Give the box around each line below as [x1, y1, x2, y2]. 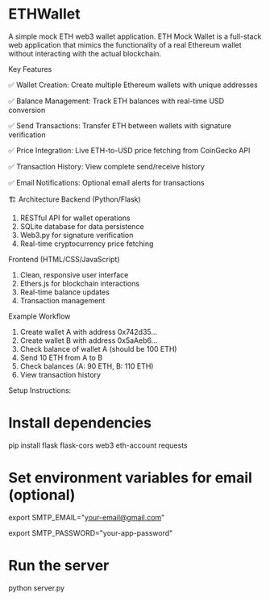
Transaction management [19, 295, 106, 305]
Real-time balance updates [19, 287, 110, 297]
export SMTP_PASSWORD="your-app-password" [8, 528, 173, 537]
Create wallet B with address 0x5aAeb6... [19, 336, 158, 345]
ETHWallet [8, 5, 81, 23]
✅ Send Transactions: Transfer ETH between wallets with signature [8, 120, 232, 130]
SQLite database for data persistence [19, 221, 144, 231]
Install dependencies [8, 414, 152, 432]
